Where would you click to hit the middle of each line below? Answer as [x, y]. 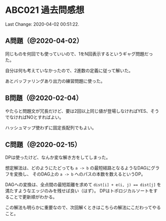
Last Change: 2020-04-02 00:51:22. [42, 24]
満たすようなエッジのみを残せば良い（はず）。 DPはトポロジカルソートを [79, 191]
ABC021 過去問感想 [45, 10]
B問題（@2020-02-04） [44, 98]
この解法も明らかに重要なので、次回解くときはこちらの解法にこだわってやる [83, 208]
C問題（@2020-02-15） [43, 145]
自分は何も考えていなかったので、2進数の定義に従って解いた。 [69, 70]
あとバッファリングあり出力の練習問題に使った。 [55, 81]
